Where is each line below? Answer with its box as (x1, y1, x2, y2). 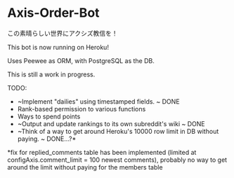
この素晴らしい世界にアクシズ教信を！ (7, 29, 118, 37)
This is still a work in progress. (7, 70, 96, 78)
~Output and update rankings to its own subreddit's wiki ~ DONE (17, 119, 205, 128)
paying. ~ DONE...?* (17, 135, 77, 143)
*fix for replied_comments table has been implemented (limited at (7, 148, 197, 156)
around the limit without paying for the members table (7, 163, 163, 171)
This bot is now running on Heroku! (7, 43, 109, 51)
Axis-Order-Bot (7, 5, 100, 21)
